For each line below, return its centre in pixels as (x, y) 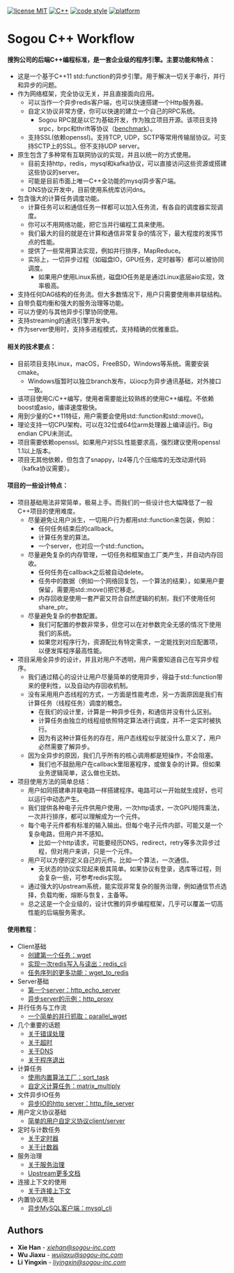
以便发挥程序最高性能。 (72, 650)
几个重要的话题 (39, 1025)
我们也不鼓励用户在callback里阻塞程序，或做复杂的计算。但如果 (130, 764)
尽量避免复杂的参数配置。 (64, 616)
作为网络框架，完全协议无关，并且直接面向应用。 (87, 94)
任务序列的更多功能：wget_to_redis (78, 973)
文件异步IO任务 (39, 1095)
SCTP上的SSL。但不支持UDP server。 (89, 146)
